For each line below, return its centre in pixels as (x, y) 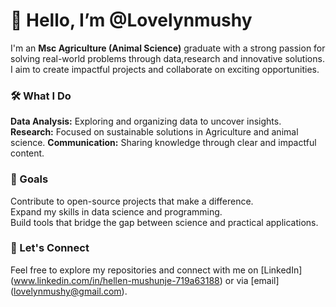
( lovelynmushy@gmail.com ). (69, 291)
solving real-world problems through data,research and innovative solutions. (167, 58)
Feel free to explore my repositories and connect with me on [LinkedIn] (156, 270)
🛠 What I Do (41, 96)
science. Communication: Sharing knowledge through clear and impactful (163, 143)
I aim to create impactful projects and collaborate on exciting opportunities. (165, 69)
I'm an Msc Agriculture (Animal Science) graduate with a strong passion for (168, 48)
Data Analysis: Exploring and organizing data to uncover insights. (146, 121)
